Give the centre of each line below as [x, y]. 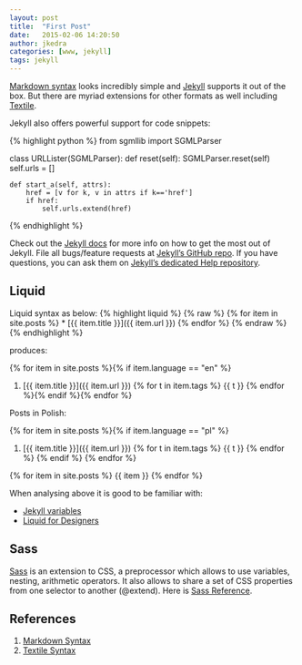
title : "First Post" [50, 26]
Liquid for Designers [60, 520]
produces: [29, 350]
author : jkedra [38, 43]
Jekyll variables [52, 510]
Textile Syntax [49, 650]
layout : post [34, 18]
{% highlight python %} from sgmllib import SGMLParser [116, 141]
